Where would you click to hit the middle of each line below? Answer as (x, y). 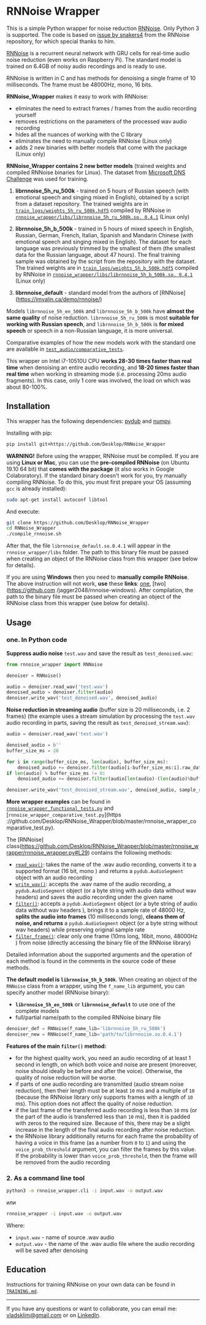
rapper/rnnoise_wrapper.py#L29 (47, 853)
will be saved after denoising (51, 1250)
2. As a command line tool (45, 1178)
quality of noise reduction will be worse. (66, 1077)
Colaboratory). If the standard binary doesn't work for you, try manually (97, 475)
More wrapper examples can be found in (59, 802)
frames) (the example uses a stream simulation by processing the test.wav (101, 716)
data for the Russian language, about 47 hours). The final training (97, 254)
